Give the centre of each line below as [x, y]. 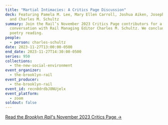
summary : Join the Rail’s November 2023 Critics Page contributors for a [84, 24]
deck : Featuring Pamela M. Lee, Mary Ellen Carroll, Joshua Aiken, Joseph [85, 14]
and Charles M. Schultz [34, 19]
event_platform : [22, 93]
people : [13, 38]
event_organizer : [23, 70]
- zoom [16, 98]
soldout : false [21, 103]
